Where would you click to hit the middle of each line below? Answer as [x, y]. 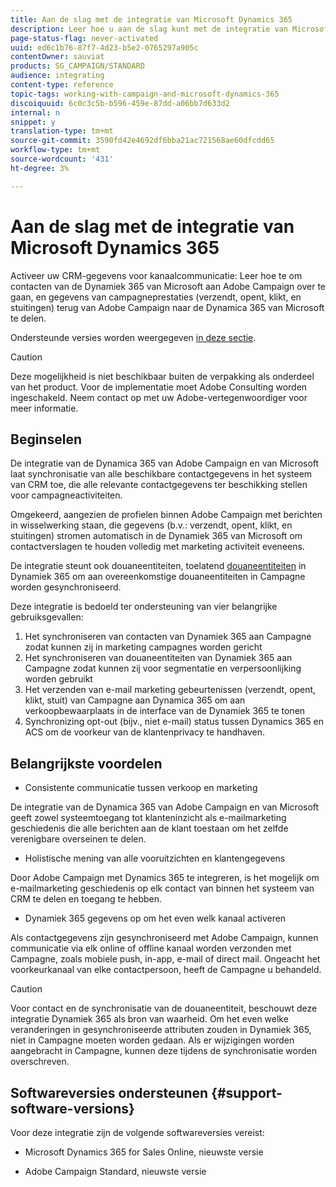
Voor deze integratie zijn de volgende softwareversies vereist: [137, 1132]
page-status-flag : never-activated [84, 38]
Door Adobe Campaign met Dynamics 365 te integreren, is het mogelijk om [165, 878]
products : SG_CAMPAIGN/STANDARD [77, 66]
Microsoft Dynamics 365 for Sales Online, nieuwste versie [144, 1152]
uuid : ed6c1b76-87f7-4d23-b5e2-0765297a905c [104, 47]
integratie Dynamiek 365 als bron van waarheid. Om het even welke [149, 1019]
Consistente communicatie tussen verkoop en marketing [141, 788]
